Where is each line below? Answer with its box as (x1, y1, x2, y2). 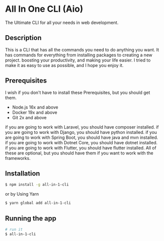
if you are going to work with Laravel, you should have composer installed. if (5, 124, 159, 130)
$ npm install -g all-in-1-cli (5, 182, 69, 187)
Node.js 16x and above (12, 104, 59, 110)
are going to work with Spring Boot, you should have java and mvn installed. (5, 134, 158, 140)
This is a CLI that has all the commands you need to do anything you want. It (5, 46, 159, 52)
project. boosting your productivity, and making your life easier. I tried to (5, 57, 151, 63)
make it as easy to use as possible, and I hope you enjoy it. (5, 62, 124, 68)
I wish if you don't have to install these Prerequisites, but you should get (5, 89, 150, 95)
